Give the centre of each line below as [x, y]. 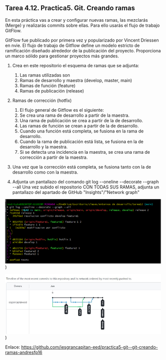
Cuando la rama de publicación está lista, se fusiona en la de [82, 141]
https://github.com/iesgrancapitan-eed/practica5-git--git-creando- [90, 347]
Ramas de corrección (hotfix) [42, 100]
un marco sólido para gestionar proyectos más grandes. [62, 56]
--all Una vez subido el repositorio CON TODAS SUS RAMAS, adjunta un [86, 187]
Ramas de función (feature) [47, 86]
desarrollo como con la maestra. [45, 172]
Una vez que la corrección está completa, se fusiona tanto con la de [82, 167]
